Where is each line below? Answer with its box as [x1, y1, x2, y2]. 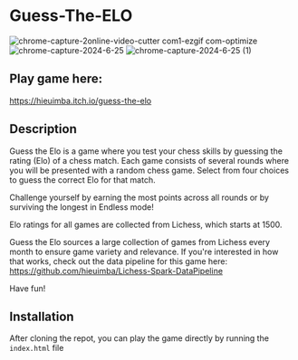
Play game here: [9, 71, 103, 87]
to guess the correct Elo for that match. [9, 174, 156, 185]
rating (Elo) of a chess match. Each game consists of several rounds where [9, 155, 290, 166]
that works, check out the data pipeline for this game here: [9, 255, 228, 267]
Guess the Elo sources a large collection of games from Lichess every [9, 236, 270, 247]
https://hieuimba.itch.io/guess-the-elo [9, 95, 152, 106]
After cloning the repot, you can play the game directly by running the [9, 333, 270, 344]
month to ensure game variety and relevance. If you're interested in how [9, 246, 279, 257]
